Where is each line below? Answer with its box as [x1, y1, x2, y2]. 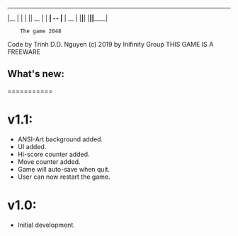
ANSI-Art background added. [17, 135, 103, 143]
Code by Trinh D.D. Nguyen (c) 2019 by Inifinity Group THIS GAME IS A [7, 40, 214, 48]
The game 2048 [20, 28, 62, 35]
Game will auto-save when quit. [17, 165, 110, 173]
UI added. [17, 142, 47, 151]
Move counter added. [17, 157, 81, 166]
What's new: [7, 68, 65, 80]
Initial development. [17, 220, 76, 229]
